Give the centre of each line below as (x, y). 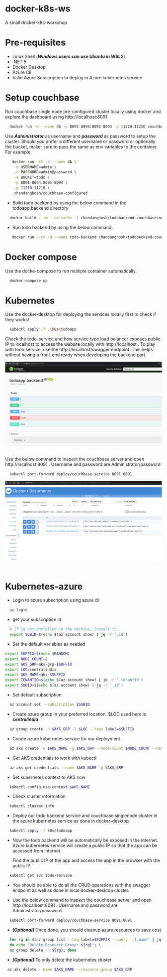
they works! (17, 320)
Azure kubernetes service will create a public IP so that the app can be (85, 845)
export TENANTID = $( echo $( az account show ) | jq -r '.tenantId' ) (74, 680)
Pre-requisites (36, 43)
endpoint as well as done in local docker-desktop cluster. (71, 890)
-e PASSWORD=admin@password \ (45, 172)
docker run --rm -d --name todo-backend (54, 237)
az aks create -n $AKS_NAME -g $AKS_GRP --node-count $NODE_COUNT (80, 748)
